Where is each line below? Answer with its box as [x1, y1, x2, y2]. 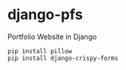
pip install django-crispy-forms [7, 54, 119, 62]
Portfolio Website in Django [7, 32, 97, 41]
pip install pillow [7, 47, 73, 55]
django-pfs [7, 6, 83, 24]
